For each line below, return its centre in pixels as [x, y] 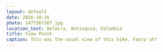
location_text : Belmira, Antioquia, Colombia [64, 28]
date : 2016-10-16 [28, 17]
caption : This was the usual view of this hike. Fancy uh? [82, 39]
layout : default [26, 12]
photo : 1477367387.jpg [35, 23]
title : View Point [29, 34]
